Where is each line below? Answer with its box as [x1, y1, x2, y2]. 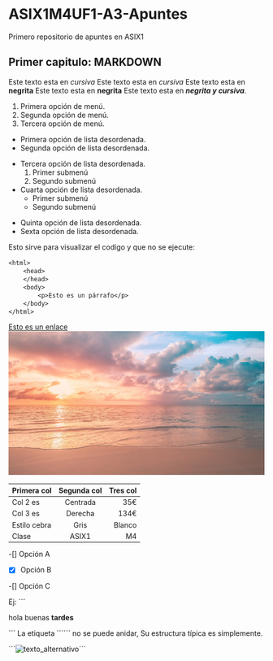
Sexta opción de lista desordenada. [19, 226, 140, 236]
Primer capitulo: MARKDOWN [8, 55, 162, 69]
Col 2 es [11, 498, 41, 507]
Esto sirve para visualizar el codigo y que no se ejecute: [8, 241, 195, 252]
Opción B [19, 565, 52, 575]
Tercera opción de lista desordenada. [19, 159, 146, 168]
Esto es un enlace [8, 322, 68, 332]
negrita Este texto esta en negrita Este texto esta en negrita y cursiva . [8, 85, 247, 95]
